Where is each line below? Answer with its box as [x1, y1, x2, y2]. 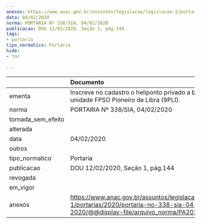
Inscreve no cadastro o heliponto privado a [70, 88, 191, 96]
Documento [70, 78, 105, 86]
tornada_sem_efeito [9, 115, 65, 123]
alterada [9, 125, 33, 133]
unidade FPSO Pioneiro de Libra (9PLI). [70, 95, 181, 104]
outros [9, 144, 28, 153]
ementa [9, 92, 31, 100]
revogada [9, 173, 36, 181]
